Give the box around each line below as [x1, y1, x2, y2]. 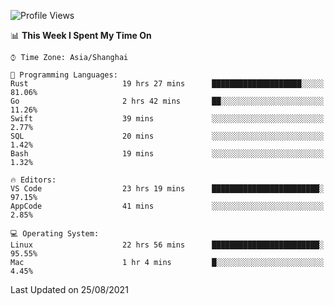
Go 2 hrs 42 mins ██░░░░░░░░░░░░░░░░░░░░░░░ [10, 96, 325, 106]
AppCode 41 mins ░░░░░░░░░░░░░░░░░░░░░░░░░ [10, 201, 325, 211]
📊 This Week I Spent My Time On [10, 30, 152, 41]
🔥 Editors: [10, 175, 57, 185]
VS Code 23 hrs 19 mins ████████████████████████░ [10, 184, 325, 194]
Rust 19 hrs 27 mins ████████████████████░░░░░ [10, 79, 325, 89]
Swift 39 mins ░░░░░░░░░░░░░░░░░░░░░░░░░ [10, 114, 325, 124]
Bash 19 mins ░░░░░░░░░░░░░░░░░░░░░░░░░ [10, 149, 325, 159]
